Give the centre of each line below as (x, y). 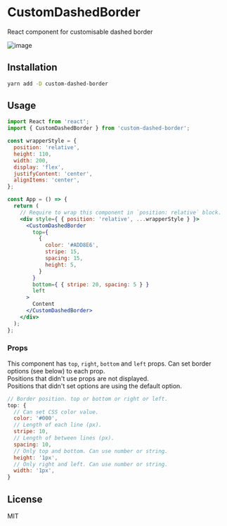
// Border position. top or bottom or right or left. (88, 399)
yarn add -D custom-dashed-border (58, 84)
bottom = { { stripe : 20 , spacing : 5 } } (91, 284)
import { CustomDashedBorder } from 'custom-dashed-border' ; (99, 128)
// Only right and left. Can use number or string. (91, 464)
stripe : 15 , (62, 252)
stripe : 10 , (31, 432)
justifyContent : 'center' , (53, 174)
